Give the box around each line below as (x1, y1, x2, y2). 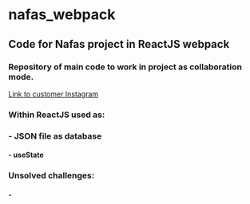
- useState (8, 150, 44, 160)
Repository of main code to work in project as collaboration (8, 61, 242, 73)
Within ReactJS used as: (8, 109, 105, 120)
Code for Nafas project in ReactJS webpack (8, 37, 230, 51)
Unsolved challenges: (8, 170, 95, 181)
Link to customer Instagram (8, 89, 99, 99)
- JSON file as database (8, 130, 102, 141)
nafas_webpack (8, 6, 116, 24)
